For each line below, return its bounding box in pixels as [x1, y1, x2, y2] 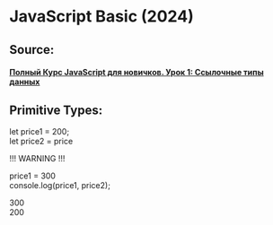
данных [9, 76, 40, 87]
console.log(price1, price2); [9, 179, 110, 190]
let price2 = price [9, 135, 74, 146]
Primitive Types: [9, 102, 103, 117]
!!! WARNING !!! [9, 152, 66, 163]
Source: [9, 42, 55, 57]
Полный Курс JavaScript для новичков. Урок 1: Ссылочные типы [9, 67, 264, 78]
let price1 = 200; [9, 125, 70, 136]
